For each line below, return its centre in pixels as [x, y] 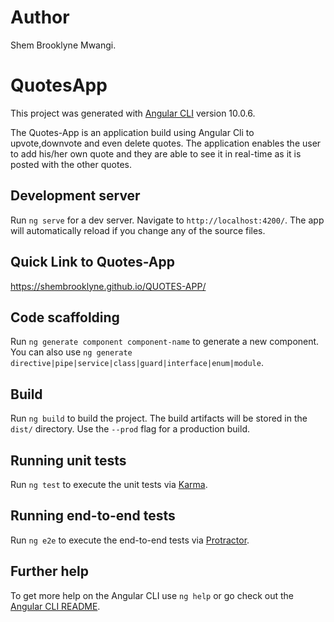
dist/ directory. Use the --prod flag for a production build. [130, 429]
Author [40, 17]
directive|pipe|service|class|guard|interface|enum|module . [137, 363]
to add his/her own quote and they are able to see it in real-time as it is [156, 153]
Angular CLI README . [55, 606]
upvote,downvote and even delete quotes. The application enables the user [166, 143]
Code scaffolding [65, 317]
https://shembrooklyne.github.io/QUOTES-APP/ [108, 286]
